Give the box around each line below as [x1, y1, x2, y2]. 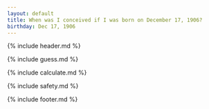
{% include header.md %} [7, 42, 81, 50]
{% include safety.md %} [7, 82, 79, 90]
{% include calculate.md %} [7, 68, 87, 77]
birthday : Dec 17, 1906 [7, 23, 76, 30]
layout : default [7, 10, 54, 17]
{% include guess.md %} [7, 55, 78, 63]
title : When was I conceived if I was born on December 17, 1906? [7, 17, 203, 23]
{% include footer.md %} [7, 95, 78, 103]
